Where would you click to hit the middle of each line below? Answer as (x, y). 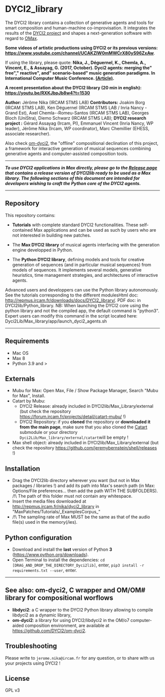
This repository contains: (30, 215)
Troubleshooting (31, 646)
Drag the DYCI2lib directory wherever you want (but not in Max (76, 481)
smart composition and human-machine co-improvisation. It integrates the (80, 27)
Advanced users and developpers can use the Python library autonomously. (82, 290)
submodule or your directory (48, 432)
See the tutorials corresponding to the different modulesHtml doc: (72, 295)
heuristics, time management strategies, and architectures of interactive (85, 275)
